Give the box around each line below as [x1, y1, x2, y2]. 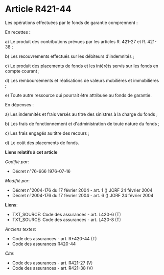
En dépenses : [5, 101, 34, 107]
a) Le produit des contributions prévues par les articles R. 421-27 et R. [5, 38, 146, 45]
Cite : [5, 250, 15, 256]
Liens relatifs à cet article [5, 149, 58, 155]
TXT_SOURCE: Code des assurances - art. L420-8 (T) [12, 217, 121, 223]
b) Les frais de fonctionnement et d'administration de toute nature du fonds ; [5, 121, 160, 126]
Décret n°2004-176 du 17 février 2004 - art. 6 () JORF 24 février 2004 [12, 192, 154, 198]
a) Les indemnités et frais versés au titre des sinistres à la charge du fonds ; [5, 111, 158, 117]
